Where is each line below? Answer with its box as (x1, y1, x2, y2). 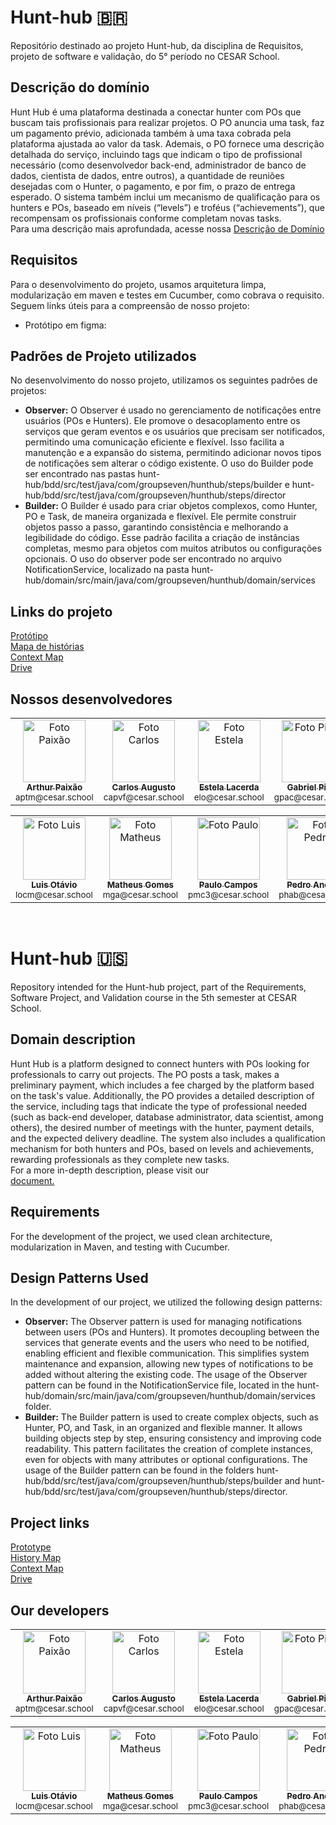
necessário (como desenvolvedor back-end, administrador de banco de (10, 159, 307, 171)
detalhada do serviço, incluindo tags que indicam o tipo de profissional (10, 148, 303, 160)
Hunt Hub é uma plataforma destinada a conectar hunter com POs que (10, 106, 302, 118)
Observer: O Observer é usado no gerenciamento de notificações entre (24, 404, 322, 416)
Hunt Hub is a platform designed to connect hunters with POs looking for (10, 1057, 310, 1070)
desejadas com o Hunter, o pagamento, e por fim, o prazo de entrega (10, 180, 296, 192)
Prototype (10, 1541, 52, 1553)
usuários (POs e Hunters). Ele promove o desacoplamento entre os (24, 415, 301, 427)
